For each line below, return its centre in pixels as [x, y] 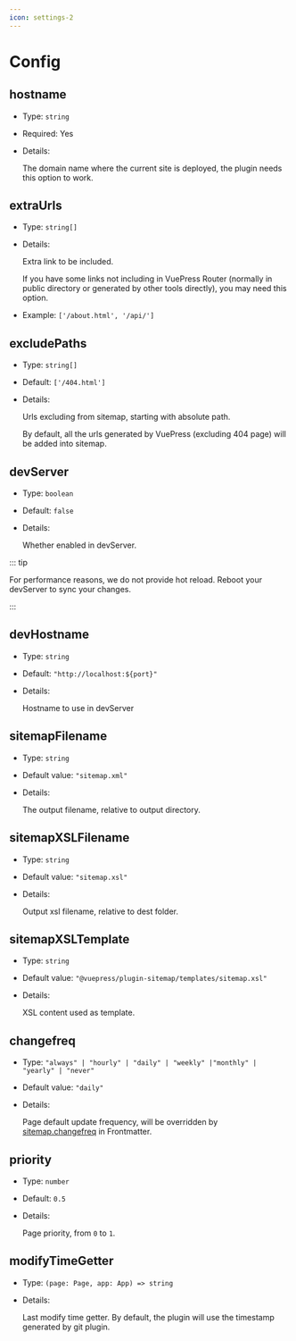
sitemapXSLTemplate [70, 939]
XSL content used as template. [78, 1013]
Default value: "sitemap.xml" [74, 775]
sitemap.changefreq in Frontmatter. [87, 1132]
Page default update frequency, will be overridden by [120, 1122]
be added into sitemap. [64, 444]
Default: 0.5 [44, 1198]
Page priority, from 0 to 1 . [69, 1233]
